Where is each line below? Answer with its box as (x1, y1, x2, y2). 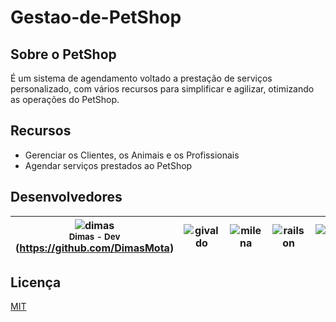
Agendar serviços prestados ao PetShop (24, 159, 193, 171)
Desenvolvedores (10, 189, 123, 206)
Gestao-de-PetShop (10, 6, 182, 29)
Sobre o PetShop (10, 46, 117, 63)
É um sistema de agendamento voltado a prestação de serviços (10, 72, 273, 84)
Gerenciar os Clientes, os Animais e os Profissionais (24, 149, 240, 161)
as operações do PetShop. (10, 94, 120, 105)
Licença (10, 274, 62, 291)
